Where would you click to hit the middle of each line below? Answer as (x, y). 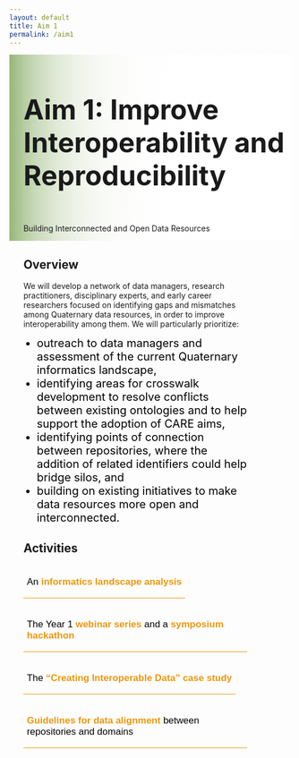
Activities (51, 548)
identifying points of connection (120, 438)
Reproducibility (125, 175)
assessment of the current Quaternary (137, 357)
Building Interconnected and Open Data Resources (117, 228)
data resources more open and (118, 505)
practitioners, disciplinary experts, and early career (118, 295)
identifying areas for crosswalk (118, 384)
